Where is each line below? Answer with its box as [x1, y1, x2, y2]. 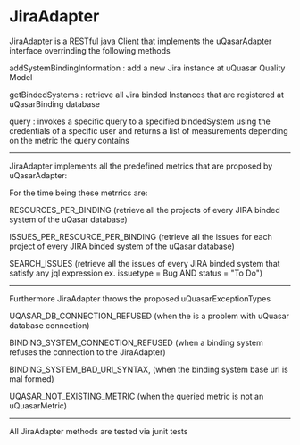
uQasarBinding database [9, 98, 101, 109]
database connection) [9, 319, 90, 331]
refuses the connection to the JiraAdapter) [9, 346, 167, 358]
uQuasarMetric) [9, 400, 67, 411]
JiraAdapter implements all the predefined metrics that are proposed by [9, 161, 273, 171]
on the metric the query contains [9, 135, 129, 145]
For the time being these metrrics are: [9, 187, 148, 198]
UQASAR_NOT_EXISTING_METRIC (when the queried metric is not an [9, 391, 264, 401]
